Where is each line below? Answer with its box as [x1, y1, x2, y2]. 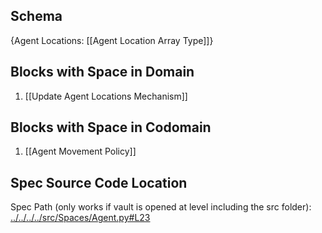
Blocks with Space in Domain [10, 64, 195, 81]
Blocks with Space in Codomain [10, 119, 212, 136]
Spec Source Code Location [10, 174, 188, 191]
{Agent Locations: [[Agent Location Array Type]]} [10, 34, 214, 46]
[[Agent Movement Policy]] [24, 145, 137, 158]
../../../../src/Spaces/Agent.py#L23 [10, 212, 151, 224]
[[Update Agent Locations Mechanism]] [24, 90, 188, 102]
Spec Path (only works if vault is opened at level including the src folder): [10, 201, 312, 213]
